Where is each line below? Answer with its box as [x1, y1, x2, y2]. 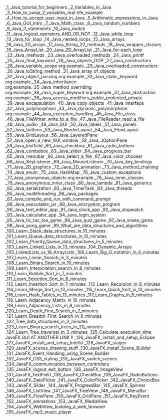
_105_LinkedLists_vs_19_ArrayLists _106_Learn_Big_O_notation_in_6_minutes [5, 249, 159, 255]
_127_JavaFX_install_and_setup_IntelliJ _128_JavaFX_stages [5, 340, 126, 345]
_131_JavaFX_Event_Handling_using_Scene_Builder [5, 350, 110, 356]
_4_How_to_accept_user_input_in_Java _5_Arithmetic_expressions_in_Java [5, 15, 158, 21]
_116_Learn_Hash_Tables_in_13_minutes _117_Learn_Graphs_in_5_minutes [5, 292, 153, 298]
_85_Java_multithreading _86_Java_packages [5, 190, 98, 196]
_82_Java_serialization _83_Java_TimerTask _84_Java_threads [5, 185, 132, 191]
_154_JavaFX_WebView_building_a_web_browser [5, 403, 106, 409]
